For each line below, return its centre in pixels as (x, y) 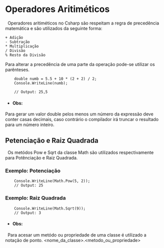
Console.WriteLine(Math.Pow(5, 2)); (52, 181)
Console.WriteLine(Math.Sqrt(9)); (50, 208)
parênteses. (17, 69)
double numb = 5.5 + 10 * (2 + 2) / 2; (56, 78)
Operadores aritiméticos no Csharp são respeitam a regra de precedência (83, 23)
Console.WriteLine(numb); (41, 83)
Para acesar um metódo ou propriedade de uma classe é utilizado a (77, 235)
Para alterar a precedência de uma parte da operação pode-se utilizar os (80, 64)
